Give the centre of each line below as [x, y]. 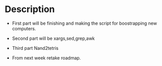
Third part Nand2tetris [35, 48]
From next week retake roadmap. [46, 58]
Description [30, 9]
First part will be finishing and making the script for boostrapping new [85, 23]
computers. [24, 28]
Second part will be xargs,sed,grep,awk [53, 38]
